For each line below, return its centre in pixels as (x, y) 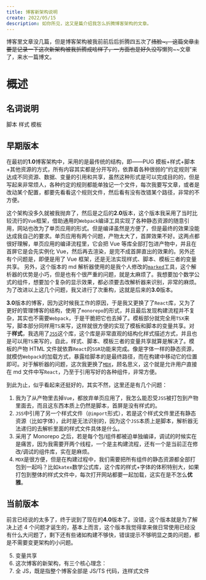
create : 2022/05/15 (31, 18)
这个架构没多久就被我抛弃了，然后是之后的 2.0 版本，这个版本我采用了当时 (99, 213)
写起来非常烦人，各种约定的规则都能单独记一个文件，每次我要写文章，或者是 (103, 185)
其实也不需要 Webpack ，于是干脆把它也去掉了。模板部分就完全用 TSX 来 (103, 318)
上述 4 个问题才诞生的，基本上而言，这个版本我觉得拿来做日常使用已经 (101, 527)
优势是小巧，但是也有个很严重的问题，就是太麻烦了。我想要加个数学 (108, 274)
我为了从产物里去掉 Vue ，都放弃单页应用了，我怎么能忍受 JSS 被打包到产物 (107, 398)
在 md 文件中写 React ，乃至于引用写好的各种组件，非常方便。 (83, 372)
